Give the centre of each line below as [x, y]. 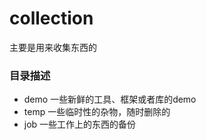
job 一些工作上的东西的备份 [80, 124]
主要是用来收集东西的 [53, 47]
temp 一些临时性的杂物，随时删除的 [97, 112]
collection [51, 18]
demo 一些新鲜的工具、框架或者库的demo [110, 99]
